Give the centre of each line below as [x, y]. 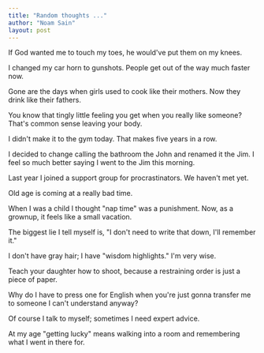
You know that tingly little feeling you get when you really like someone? [125, 115]
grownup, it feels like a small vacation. [70, 217]
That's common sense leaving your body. [75, 124]
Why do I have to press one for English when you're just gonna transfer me [130, 295]
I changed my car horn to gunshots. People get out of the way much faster [129, 68]
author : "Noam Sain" [42, 23]
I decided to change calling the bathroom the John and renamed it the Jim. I [131, 154]
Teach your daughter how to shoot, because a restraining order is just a [124, 271]
